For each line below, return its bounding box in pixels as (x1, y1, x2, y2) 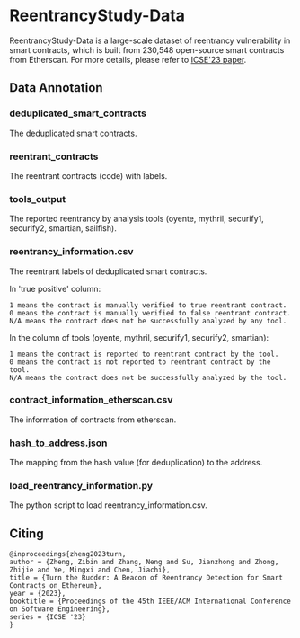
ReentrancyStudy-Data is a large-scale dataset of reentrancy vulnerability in (9, 35, 291, 46)
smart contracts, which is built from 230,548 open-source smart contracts (9, 44, 285, 55)
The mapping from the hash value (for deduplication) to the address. (9, 457, 263, 468)
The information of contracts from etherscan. (9, 414, 177, 425)
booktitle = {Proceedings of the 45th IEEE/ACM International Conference (9, 597, 292, 607)
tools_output (9, 192, 66, 205)
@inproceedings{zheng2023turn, (9, 550, 127, 559)
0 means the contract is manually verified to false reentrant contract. (9, 308, 292, 317)
